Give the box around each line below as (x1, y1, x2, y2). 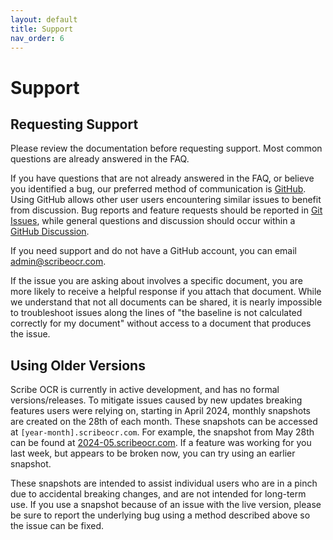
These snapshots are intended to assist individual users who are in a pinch (10, 477, 318, 490)
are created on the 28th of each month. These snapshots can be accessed (10, 416, 318, 428)
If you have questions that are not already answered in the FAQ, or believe (10, 172, 315, 185)
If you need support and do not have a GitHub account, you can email (10, 245, 298, 257)
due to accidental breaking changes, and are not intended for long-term (10, 488, 307, 500)
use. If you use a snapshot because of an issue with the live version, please (10, 499, 322, 511)
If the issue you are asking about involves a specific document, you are (10, 275, 303, 287)
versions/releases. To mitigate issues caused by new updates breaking (10, 394, 303, 406)
